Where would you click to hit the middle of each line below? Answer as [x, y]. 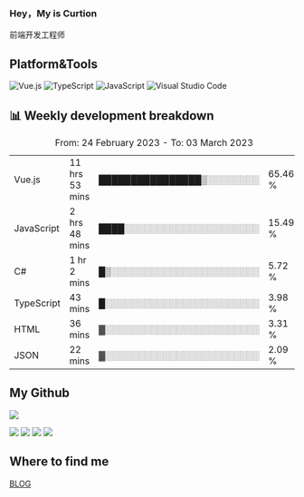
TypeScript [37, 303]
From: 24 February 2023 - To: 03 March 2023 [154, 142]
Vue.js [27, 180]
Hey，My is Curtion [53, 13]
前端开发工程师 [37, 35]
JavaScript [37, 228]
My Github [39, 393]
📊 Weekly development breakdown [112, 116]
